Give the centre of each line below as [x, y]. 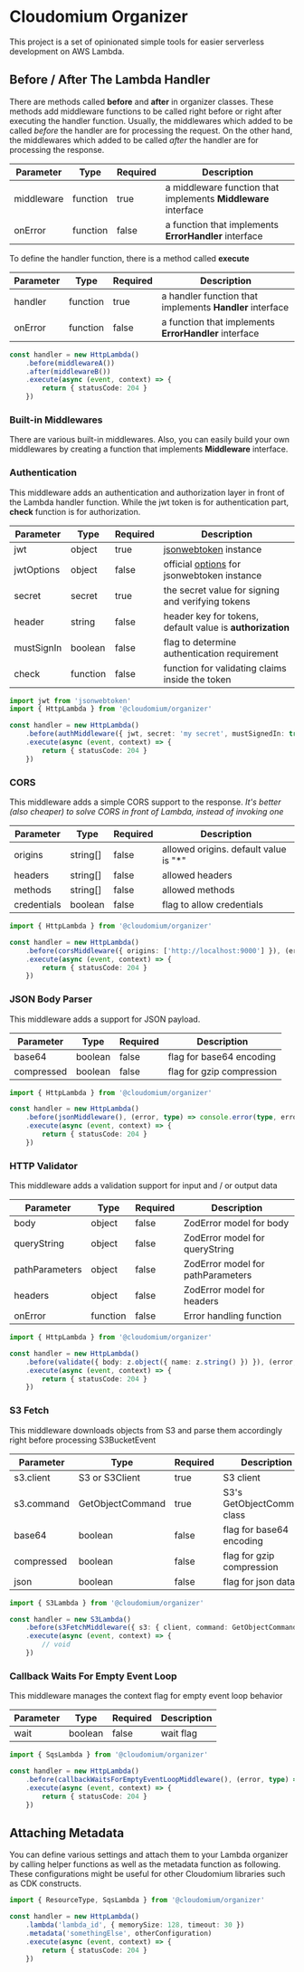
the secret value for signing [222, 590]
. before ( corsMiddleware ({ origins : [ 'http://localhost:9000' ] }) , [153, 951]
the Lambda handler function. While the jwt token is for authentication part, [149, 502]
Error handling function [233, 1316]
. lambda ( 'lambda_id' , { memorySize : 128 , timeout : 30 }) [135, 1925]
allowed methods [198, 891]
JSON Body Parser [51, 999]
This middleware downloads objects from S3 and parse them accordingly [146, 1430]
